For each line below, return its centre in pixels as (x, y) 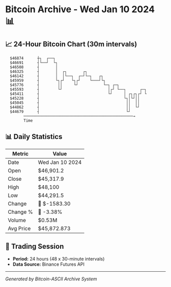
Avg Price (19, 228)
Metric (21, 154)
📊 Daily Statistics (34, 137)
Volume (17, 220)
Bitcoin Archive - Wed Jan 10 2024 (80, 9)
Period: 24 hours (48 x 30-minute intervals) (59, 259)
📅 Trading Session (35, 247)
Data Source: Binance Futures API (49, 264)
